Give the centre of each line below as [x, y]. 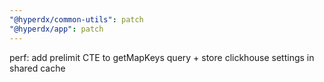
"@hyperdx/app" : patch [56, 29]
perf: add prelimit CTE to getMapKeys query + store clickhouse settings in [162, 57]
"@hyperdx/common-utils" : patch [76, 19]
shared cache [37, 68]
